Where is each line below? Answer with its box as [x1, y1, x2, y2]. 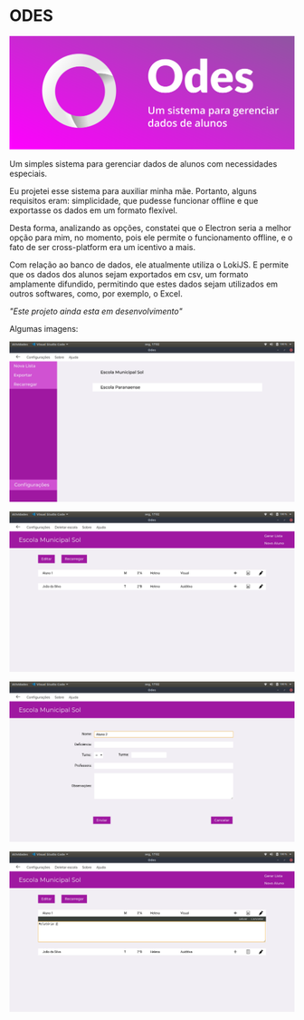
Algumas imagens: [9, 324, 79, 335]
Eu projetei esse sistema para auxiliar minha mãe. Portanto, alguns [9, 186, 258, 197]
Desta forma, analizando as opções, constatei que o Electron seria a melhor [9, 223, 292, 234]
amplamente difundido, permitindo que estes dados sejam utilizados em [9, 278, 279, 290]
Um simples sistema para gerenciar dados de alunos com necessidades [9, 159, 278, 170]
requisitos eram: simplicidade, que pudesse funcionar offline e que [9, 196, 259, 207]
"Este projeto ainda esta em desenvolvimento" [9, 306, 183, 317]
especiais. [9, 169, 48, 180]
